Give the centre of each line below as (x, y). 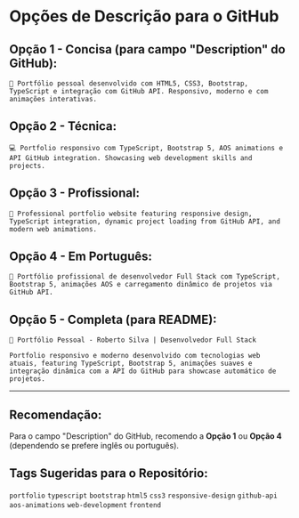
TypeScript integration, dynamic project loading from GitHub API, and (145, 221)
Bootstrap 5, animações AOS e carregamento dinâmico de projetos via (141, 285)
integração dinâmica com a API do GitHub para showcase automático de (143, 371)
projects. (28, 166)
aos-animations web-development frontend (85, 505)
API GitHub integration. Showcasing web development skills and (131, 158)
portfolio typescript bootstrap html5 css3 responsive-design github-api (143, 496)
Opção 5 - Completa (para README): (113, 319)
